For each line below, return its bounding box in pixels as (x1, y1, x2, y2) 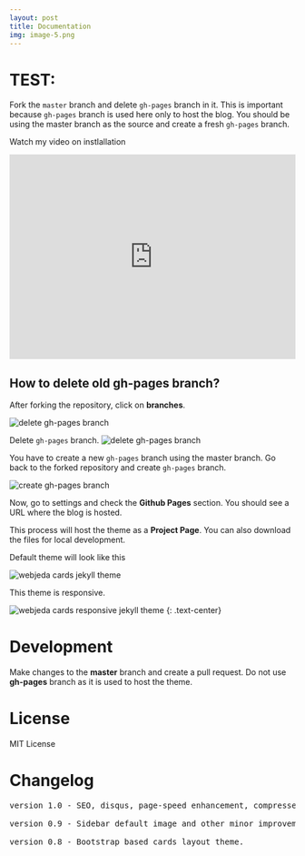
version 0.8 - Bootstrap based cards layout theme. (9, 836, 245, 847)
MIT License (9, 739, 56, 749)
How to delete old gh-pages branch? (9, 375, 221, 391)
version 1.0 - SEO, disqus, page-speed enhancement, (9, 800, 250, 811)
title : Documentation (9, 22, 92, 31)
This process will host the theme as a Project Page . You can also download (9, 525, 291, 536)
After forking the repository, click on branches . (9, 399, 186, 410)
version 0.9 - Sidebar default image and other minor (9, 818, 254, 829)
